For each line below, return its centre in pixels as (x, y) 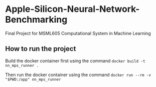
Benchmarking (36, 20)
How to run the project (41, 49)
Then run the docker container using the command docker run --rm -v (78, 75)
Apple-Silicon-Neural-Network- (73, 9)
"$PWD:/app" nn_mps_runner (33, 79)
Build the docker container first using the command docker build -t (75, 61)
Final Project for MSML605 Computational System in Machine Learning (78, 33)
